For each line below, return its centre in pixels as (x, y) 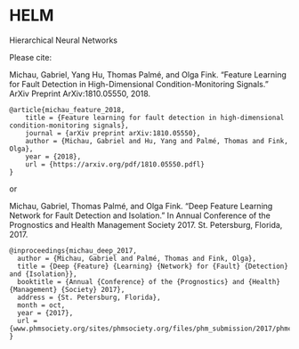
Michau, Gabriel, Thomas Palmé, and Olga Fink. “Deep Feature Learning (141, 206)
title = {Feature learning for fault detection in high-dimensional (155, 118)
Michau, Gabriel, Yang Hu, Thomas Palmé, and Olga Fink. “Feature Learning (148, 74)
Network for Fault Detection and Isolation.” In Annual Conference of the (140, 215)
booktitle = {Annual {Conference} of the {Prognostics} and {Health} (149, 281)
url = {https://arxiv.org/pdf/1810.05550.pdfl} (115, 164)
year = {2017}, (45, 312)
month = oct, (41, 305)
